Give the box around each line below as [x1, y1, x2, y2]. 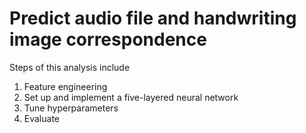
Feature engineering [23, 80, 108, 92]
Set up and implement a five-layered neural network [23, 91, 239, 103]
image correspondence [9, 28, 207, 51]
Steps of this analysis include [9, 61, 131, 73]
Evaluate [23, 112, 61, 124]
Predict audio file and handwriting [9, 7, 297, 30]
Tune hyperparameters [23, 102, 119, 114]
